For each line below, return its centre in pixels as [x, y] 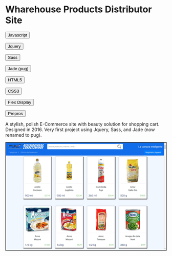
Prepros [15, 113]
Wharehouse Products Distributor [79, 9]
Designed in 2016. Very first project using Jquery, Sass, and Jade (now [80, 130]
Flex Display [20, 102]
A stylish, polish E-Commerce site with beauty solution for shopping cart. [82, 124]
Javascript [17, 35]
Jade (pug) [18, 68]
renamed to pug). [24, 135]
